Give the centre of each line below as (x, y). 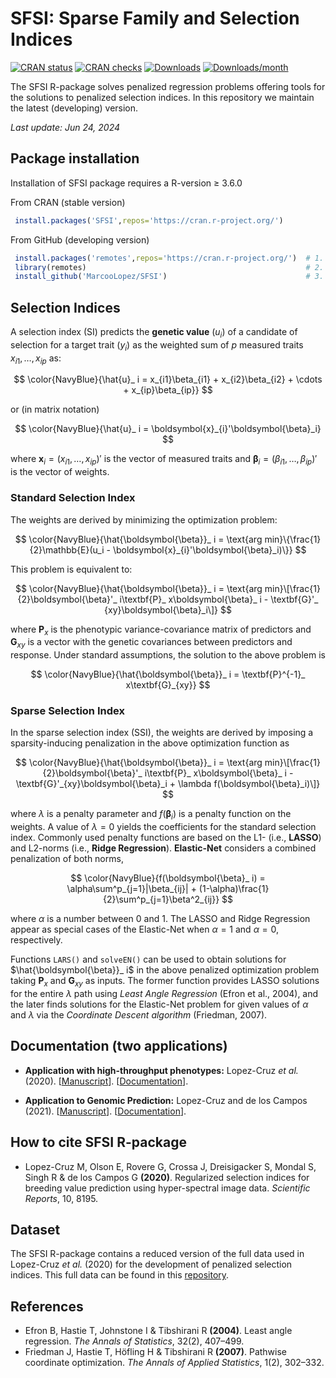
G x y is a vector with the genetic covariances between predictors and (151, 643)
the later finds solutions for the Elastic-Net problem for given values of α (159, 1004)
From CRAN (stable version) (68, 202)
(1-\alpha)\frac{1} (234, 889)
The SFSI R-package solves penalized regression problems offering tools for (168, 86)
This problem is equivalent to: (71, 569)
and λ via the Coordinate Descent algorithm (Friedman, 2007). (139, 1015)
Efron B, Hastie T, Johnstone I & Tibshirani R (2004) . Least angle (158, 1331)
